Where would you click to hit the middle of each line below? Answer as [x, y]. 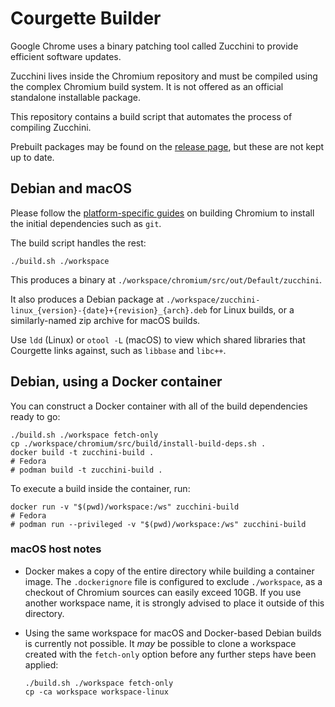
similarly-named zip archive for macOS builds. [105, 320]
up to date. [32, 157]
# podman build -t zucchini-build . [86, 470]
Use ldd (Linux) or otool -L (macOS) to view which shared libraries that [158, 339]
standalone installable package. [75, 97]
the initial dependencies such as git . [86, 223]
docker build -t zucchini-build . [82, 452]
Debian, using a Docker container [116, 382]
